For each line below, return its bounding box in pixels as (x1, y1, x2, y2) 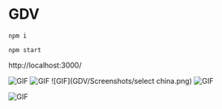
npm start (8, 46, 42, 54)
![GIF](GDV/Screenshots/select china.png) (51, 76, 193, 85)
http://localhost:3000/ (8, 60, 83, 70)
